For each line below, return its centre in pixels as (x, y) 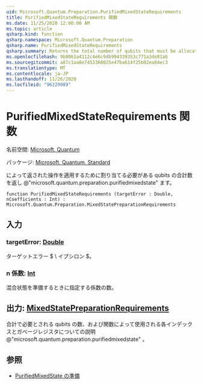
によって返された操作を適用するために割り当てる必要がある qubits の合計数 (99, 175)
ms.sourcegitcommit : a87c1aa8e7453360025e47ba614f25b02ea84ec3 (87, 62)
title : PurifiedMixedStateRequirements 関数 (62, 17)
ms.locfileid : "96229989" (38, 85)
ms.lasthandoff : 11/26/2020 (41, 79)
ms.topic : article (29, 29)
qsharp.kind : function (35, 34)
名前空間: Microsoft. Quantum (43, 149)
